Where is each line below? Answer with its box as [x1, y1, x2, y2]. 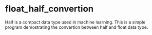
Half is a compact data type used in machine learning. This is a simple [5, 19, 146, 25]
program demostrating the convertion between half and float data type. [5, 24, 148, 30]
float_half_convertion [5, 3, 94, 14]
